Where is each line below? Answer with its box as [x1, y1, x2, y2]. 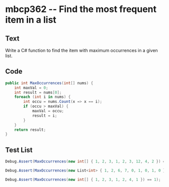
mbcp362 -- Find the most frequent [5, 4, 157, 15]
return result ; [14, 127, 46, 132]
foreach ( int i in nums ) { [14, 94, 71, 100]
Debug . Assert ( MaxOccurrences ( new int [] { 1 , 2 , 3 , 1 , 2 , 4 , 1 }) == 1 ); [5, 177, 161, 182]
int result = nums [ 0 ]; [14, 90, 62, 95]
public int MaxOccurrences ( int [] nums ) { [5, 80, 94, 86]
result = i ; [32, 113, 57, 118]
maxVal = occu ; [32, 109, 64, 114]
